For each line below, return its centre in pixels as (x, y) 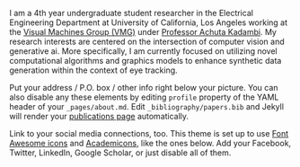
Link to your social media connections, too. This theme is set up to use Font (149, 133)
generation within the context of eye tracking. (93, 70)
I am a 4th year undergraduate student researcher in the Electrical (132, 13)
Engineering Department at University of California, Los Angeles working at (149, 22)
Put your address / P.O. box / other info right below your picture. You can (144, 88)
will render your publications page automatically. (99, 116)
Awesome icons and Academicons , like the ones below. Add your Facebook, (150, 143)
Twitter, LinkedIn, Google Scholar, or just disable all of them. (120, 153)
